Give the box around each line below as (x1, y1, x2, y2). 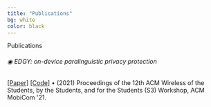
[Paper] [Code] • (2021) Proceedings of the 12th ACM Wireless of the (7, 78, 205, 86)
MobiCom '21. (7, 93, 47, 102)
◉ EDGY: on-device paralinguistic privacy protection (7, 57, 157, 65)
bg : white (7, 16, 36, 23)
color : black (7, 23, 45, 29)
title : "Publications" (7, 10, 73, 17)
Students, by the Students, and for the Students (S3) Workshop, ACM (7, 86, 205, 94)
